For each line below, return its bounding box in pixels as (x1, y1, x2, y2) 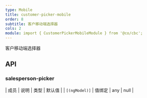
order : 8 (5, 17, 24, 22)
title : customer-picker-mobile (5, 12, 71, 17)
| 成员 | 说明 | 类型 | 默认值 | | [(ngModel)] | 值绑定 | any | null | (5, 87, 134, 93)
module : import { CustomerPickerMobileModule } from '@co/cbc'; (5, 31, 143, 36)
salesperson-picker (5, 75, 54, 82)
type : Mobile (5, 7, 33, 13)
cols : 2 (5, 26, 22, 31)
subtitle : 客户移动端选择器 (5, 21, 58, 27)
